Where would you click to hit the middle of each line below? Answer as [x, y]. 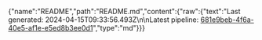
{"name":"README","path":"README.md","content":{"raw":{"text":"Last [124, 11]
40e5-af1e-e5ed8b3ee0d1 [51, 28]
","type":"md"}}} [119, 28]
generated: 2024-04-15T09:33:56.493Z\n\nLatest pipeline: [104, 20]
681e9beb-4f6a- [227, 20]
